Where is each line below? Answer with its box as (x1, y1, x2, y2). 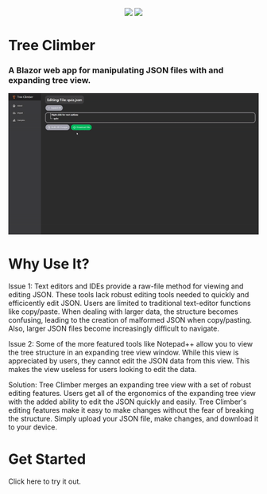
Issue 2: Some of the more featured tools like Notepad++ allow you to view (8, 339, 253, 348)
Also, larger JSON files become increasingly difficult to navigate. (8, 323, 220, 333)
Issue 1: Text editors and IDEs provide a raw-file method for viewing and (8, 281, 244, 291)
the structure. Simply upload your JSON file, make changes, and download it (8, 414, 259, 423)
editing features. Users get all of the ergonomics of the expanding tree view (8, 388, 257, 398)
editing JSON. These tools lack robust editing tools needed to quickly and (8, 289, 250, 299)
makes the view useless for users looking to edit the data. (8, 364, 197, 374)
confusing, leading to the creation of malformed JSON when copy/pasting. (8, 315, 253, 324)
